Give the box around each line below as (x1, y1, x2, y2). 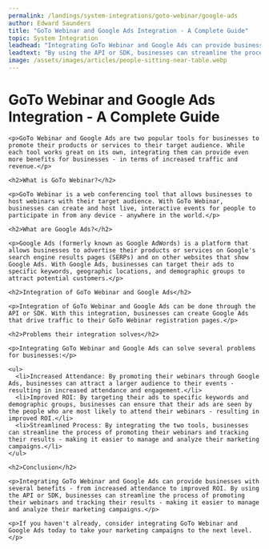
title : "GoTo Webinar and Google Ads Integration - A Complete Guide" (8, 26, 249, 34)
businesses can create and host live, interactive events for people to (8, 204, 256, 212)
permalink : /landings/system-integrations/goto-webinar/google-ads (8, 11, 239, 20)
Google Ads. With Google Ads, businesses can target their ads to (8, 260, 235, 268)
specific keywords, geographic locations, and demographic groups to (8, 267, 246, 275)
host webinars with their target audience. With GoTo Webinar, (8, 197, 224, 205)
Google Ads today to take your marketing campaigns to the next (8, 526, 227, 535)
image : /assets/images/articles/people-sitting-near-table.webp (8, 57, 227, 65)
